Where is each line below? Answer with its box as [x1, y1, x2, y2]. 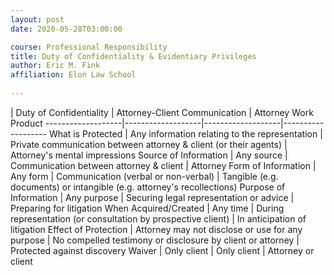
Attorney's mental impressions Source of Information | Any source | [10, 149, 288, 161]
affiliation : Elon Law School [10, 70, 137, 80]
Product [10, 117, 43, 129]
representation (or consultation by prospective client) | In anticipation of [10, 212, 307, 225]
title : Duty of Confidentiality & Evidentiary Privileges [10, 51, 257, 61]
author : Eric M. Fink [10, 61, 101, 71]
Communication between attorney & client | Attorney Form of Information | [10, 159, 317, 171]
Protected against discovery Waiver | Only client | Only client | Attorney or [10, 244, 315, 256]
